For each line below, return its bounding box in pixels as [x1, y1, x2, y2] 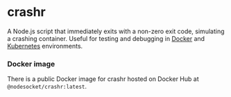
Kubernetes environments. [7, 42, 83, 50]
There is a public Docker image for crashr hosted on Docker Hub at [7, 75, 199, 83]
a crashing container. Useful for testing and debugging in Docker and [7, 34, 205, 42]
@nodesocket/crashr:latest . [7, 82, 87, 91]
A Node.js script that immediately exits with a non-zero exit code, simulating [7, 27, 225, 35]
